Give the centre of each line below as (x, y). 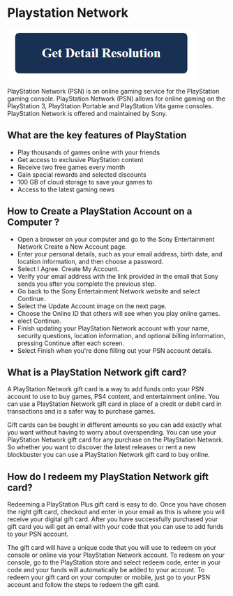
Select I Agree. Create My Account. (68, 269)
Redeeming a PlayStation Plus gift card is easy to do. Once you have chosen (117, 504)
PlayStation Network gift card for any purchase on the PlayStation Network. (116, 440)
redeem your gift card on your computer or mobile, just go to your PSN (109, 577)
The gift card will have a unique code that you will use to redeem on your (112, 548)
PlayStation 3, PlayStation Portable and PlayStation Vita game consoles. (110, 106)
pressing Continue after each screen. (70, 343)
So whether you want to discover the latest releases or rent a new (102, 447)
